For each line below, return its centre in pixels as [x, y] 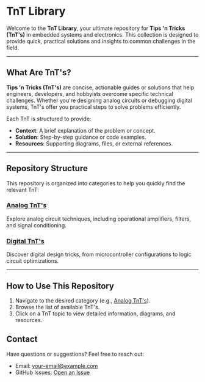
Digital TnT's [25, 241]
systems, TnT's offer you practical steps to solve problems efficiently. [94, 107]
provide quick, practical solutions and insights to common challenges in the [101, 41]
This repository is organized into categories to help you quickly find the [96, 183]
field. [13, 48]
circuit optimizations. [33, 261]
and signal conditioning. [37, 225]
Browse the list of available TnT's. [57, 307]
